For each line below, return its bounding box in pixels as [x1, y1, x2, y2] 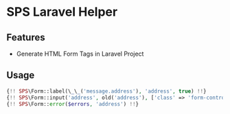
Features [6, 32, 45, 43]
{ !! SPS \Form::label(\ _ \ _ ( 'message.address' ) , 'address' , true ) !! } [6, 87, 207, 95]
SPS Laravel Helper [6, 4, 118, 20]
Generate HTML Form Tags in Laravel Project [16, 49, 144, 58]
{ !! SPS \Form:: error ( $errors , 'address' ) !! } [6, 100, 139, 107]
